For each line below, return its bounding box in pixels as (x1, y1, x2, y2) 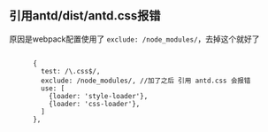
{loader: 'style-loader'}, (48, 91, 149, 100)
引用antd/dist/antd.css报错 (9, 8, 161, 24)
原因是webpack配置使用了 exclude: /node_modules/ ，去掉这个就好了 (9, 34, 260, 44)
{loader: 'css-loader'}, (48, 99, 141, 108)
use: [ (41, 83, 65, 93)
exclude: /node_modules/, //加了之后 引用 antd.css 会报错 (41, 76, 251, 85)
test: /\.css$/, (41, 66, 101, 75)
